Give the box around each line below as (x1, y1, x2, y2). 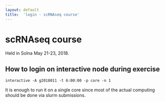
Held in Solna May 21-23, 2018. (5, 50, 69, 56)
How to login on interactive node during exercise (5, 65, 160, 73)
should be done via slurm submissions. (5, 92, 86, 98)
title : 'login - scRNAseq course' (5, 12, 80, 17)
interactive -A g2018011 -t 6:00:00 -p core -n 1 (5, 78, 111, 83)
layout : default (5, 7, 39, 13)
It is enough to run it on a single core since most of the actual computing (5, 87, 155, 93)
